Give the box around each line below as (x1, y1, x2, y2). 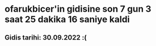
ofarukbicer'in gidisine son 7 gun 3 (4, 3, 152, 15)
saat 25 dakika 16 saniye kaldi (4, 14, 130, 25)
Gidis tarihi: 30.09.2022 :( (4, 33, 87, 42)
